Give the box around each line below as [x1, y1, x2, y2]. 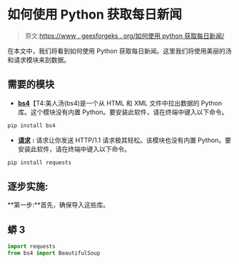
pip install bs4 [7, 122, 56, 129]
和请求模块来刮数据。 [7, 55, 70, 64]
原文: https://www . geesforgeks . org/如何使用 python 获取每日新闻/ [24, 31, 225, 40]
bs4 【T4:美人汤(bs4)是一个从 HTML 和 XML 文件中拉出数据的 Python [17, 98, 223, 107]
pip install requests [7, 158, 72, 166]
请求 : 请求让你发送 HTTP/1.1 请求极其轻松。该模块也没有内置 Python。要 [17, 136, 232, 144]
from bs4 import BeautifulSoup [7, 250, 101, 257]
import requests [7, 243, 56, 250]
